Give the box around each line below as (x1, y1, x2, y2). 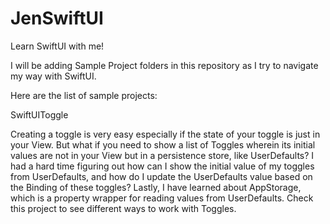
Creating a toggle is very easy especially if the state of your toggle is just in (10, 128, 321, 140)
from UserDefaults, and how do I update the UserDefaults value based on (10, 170, 313, 182)
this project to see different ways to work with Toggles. (10, 202, 237, 214)
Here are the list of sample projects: (10, 89, 158, 101)
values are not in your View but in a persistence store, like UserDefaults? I (10, 149, 315, 161)
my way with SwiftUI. (10, 70, 97, 82)
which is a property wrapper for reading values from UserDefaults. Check (10, 192, 314, 204)
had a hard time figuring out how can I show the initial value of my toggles (10, 160, 315, 172)
